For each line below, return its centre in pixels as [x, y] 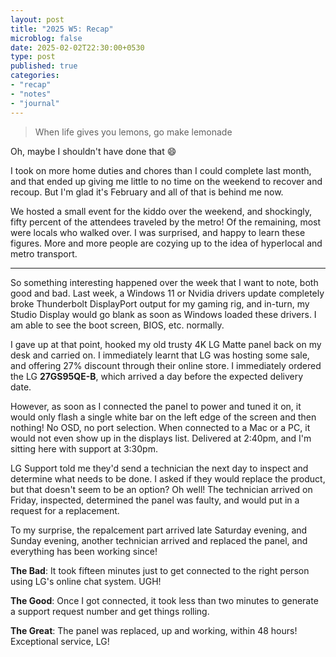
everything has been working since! [84, 551]
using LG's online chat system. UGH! [86, 581]
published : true [44, 66]
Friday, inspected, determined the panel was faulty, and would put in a [155, 500]
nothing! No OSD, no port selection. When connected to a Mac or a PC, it [160, 427]
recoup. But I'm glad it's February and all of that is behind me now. [147, 192]
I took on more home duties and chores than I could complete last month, [161, 170]
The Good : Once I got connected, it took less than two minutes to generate [164, 600]
